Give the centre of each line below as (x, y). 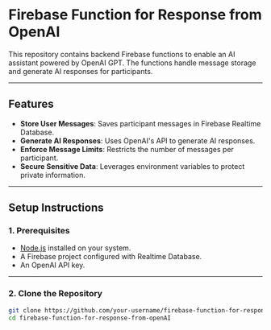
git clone (25, 310)
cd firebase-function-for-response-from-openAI (90, 318)
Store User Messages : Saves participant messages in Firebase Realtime (140, 123)
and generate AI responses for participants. (81, 71)
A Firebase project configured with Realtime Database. (111, 257)
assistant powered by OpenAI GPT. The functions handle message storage (132, 63)
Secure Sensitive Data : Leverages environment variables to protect (132, 166)
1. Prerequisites (39, 231)
